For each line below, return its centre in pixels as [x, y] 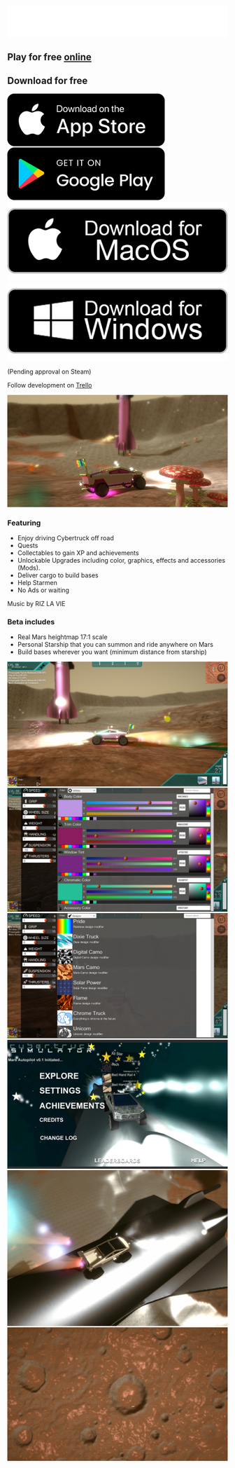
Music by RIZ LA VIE [36, 604]
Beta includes [31, 622]
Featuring [24, 523]
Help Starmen [37, 583]
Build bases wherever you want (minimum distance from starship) [112, 652]
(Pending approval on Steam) [49, 372]
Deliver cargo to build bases [58, 575]
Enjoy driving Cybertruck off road [65, 538]
